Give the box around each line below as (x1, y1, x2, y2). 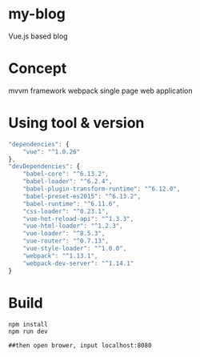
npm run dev (8, 327, 48, 335)
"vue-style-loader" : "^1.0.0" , (22, 245, 127, 253)
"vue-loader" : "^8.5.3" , (22, 230, 106, 238)
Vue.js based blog (8, 31, 68, 41)
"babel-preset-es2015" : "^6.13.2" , (22, 192, 142, 200)
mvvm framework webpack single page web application (8, 86, 193, 95)
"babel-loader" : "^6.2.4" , (22, 178, 113, 186)
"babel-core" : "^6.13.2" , (22, 170, 110, 178)
